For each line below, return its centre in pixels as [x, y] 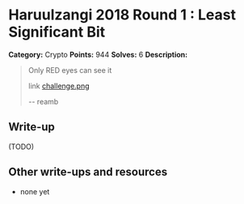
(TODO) [21, 147]
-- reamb [43, 101]
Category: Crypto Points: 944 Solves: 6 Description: [98, 54]
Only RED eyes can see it [70, 70]
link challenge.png [59, 86]
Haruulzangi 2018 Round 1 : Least [122, 15]
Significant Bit [57, 32]
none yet [35, 191]
